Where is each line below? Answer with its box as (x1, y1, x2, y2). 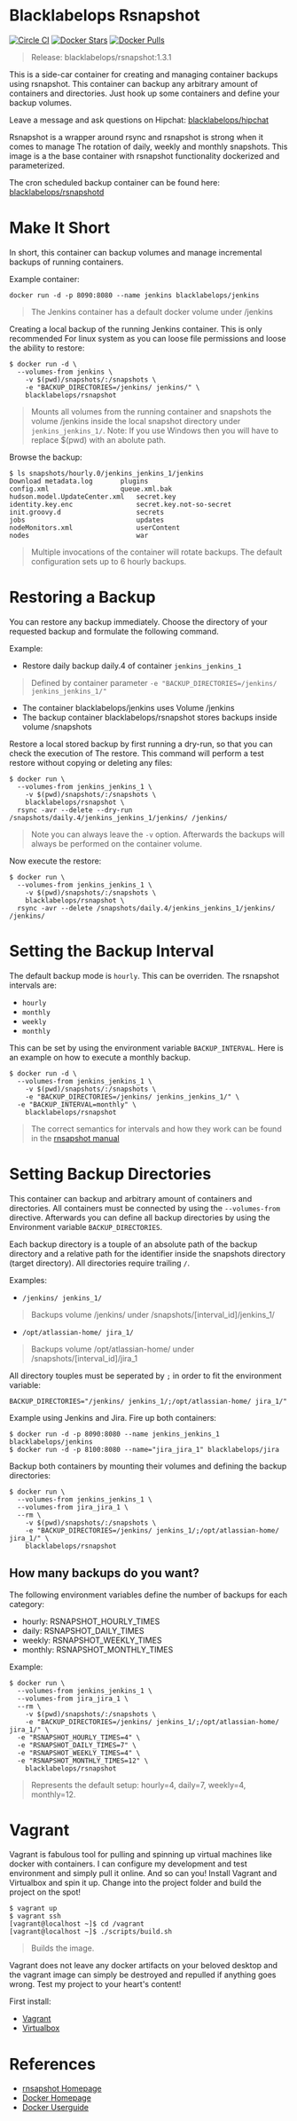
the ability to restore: (9, 343, 85, 353)
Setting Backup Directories (9, 1163, 212, 1184)
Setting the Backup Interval (9, 942, 215, 961)
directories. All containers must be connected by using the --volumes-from (9, 1202, 281, 1213)
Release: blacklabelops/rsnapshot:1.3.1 (30, 51, 172, 62)
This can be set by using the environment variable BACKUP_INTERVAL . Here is (9, 1042, 284, 1053)
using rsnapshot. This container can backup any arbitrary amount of (9, 78, 259, 89)
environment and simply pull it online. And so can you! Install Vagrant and (9, 1868, 277, 1879)
